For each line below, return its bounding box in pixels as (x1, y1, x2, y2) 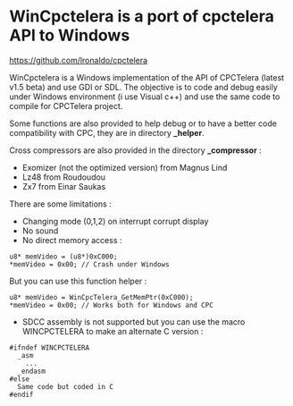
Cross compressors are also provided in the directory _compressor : (9, 145, 262, 156)
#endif (9, 390, 34, 399)
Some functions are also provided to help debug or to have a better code (9, 118, 277, 129)
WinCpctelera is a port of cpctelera (9, 6, 274, 27)
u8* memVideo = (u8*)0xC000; (9, 252, 118, 261)
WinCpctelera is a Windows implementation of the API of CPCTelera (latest (9, 72, 284, 82)
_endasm (17, 367, 46, 376)
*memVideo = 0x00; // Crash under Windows (9, 259, 170, 269)
